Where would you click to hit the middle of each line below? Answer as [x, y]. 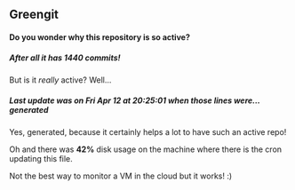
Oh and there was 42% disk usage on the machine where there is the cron [146, 149]
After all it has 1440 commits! [65, 58]
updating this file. [41, 158]
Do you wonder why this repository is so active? [100, 37]
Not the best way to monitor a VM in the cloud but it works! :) [121, 176]
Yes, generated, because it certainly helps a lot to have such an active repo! [148, 131]
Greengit [34, 15]
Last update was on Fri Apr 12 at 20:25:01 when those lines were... [135, 100]
